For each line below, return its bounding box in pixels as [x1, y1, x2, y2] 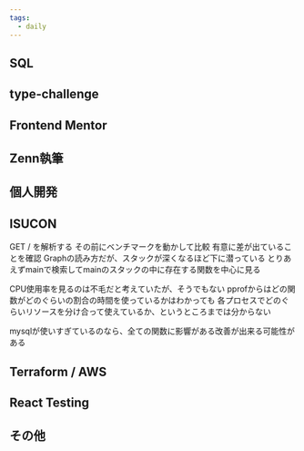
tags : [9, 13, 30, 23]
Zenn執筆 [9, 151, 64, 167]
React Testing [9, 395, 89, 411]
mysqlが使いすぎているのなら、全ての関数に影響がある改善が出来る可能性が [9, 325, 296, 337]
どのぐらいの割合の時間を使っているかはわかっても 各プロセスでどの [25, 295, 282, 306]
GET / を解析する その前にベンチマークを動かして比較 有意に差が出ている [9, 241, 285, 252]
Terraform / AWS [9, 364, 107, 379]
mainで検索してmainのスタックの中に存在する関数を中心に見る [25, 264, 261, 275]
